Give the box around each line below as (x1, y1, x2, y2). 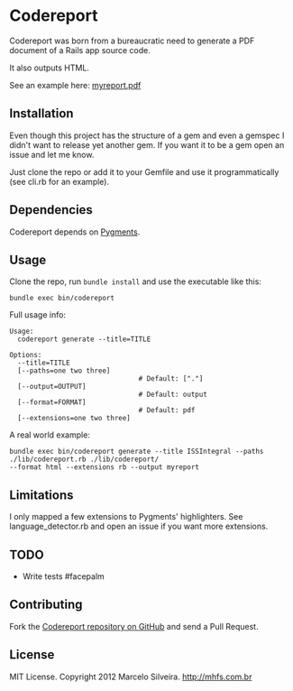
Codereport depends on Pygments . (9, 226, 141, 237)
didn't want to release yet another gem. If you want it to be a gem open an (9, 139, 285, 150)
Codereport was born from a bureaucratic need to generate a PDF (9, 35, 255, 46)
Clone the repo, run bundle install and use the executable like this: (9, 276, 261, 287)
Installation (9, 106, 74, 122)
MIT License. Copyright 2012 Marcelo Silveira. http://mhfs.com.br (9, 671, 252, 682)
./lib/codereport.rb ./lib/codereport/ (9, 455, 160, 465)
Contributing (9, 597, 83, 613)
